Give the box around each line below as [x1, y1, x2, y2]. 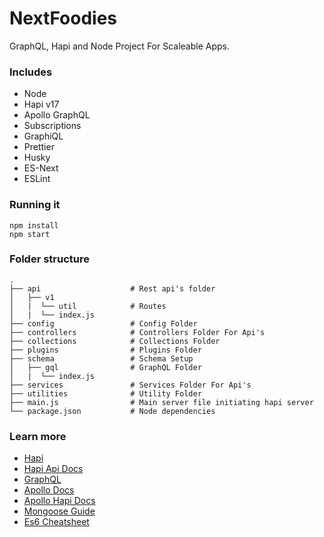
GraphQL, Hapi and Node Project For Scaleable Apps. [9, 40, 231, 52]
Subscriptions [23, 120, 82, 132]
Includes [9, 65, 53, 79]
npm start [9, 229, 51, 239]
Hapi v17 [23, 98, 60, 111]
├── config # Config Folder [9, 318, 198, 329]
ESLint [23, 173, 51, 185]
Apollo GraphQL [23, 109, 91, 121]
